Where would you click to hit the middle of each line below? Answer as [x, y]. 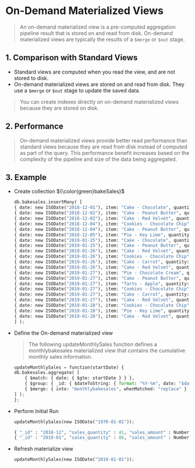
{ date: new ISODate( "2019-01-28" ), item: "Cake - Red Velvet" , [94, 316]
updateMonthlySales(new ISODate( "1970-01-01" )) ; [74, 422]
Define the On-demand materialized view [63, 333]
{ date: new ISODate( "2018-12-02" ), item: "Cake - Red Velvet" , [94, 219]
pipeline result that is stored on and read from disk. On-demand [96, 33]
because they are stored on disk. [59, 108]
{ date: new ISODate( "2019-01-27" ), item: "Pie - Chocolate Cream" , [99, 273]
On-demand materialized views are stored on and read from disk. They [99, 84]
